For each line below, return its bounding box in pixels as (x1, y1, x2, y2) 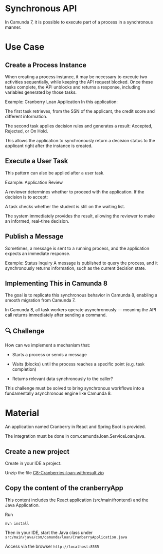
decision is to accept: (5, 194, 48, 200)
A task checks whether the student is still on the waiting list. (5, 203, 126, 209)
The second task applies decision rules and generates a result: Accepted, (5, 123, 153, 128)
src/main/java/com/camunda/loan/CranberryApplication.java (5, 534, 127, 540)
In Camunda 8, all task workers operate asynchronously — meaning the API (5, 307, 157, 313)
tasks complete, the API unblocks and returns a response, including (5, 84, 141, 90)
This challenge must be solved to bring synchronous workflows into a (5, 385, 145, 391)
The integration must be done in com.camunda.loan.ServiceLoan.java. (5, 433, 146, 439)
